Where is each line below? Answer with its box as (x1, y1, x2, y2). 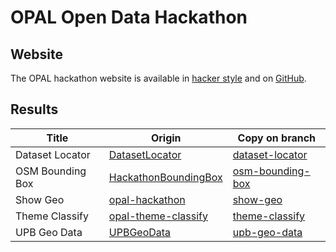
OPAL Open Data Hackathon (10, 6, 248, 29)
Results (10, 101, 59, 118)
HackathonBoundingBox (108, 170, 223, 184)
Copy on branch (237, 131, 317, 145)
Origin (150, 131, 182, 145)
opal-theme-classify (108, 209, 208, 223)
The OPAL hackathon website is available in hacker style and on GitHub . (10, 72, 307, 84)
